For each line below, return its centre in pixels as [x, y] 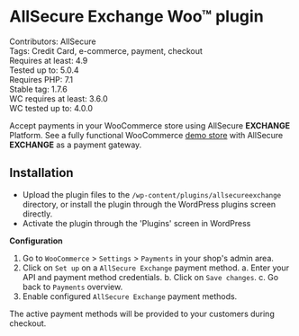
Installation [41, 173]
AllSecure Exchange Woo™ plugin [136, 17]
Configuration [36, 241]
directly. [37, 214]
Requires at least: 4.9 [49, 60]
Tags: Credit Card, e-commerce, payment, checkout [106, 50]
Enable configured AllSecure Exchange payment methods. [130, 296]
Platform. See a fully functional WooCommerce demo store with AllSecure [146, 135]
